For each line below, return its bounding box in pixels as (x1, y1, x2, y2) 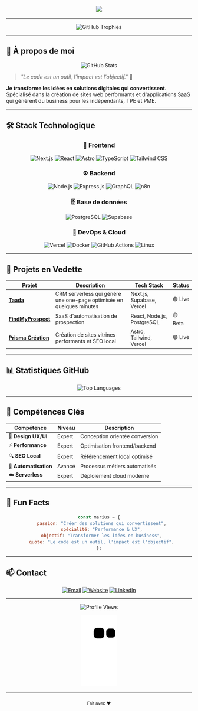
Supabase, (130, 296, 157, 304)
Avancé (57, 463, 75, 470)
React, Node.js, (130, 312, 167, 319)
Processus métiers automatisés (80, 463, 157, 470)
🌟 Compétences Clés (6, 407, 85, 417)
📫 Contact (6, 568, 47, 578)
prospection (55, 318, 85, 325)
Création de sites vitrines (55, 331, 116, 338)
